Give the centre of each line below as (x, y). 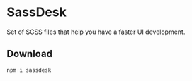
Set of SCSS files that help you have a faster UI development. (96, 32)
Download (29, 54)
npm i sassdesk (29, 70)
